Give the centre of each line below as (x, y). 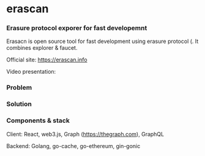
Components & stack (38, 120)
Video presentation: (31, 72)
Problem (19, 88)
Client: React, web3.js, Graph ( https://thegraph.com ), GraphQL (85, 134)
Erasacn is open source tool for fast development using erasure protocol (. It (102, 41)
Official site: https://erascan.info (47, 60)
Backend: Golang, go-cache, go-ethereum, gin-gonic (73, 146)
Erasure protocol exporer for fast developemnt (77, 28)
